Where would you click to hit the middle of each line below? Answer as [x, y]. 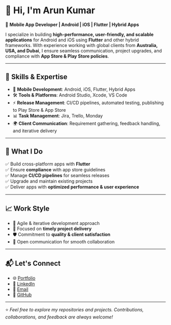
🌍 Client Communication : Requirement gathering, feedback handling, [86, 123]
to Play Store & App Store [39, 110]
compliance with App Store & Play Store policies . [57, 56]
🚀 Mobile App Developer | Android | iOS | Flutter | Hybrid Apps [72, 24]
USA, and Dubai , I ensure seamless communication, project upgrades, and [83, 51]
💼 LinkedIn [24, 284]
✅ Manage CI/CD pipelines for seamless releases [57, 175]
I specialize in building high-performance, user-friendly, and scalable [79, 34]
